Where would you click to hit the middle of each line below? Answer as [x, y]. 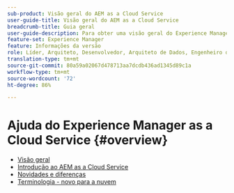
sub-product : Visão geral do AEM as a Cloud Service [85, 14]
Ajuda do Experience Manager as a [110, 125]
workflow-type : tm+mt [39, 72]
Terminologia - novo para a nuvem [67, 182]
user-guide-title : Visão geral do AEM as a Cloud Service [93, 20]
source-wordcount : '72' [42, 78]
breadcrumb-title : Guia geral [51, 26]
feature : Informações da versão [54, 46]
